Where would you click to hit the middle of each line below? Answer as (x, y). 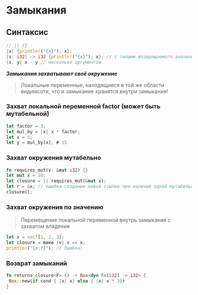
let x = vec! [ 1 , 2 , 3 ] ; (35, 237)
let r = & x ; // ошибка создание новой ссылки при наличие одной (87, 187)
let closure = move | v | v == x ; (46, 243)
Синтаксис (27, 32)
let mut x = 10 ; (26, 176)
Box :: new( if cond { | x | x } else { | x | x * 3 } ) (67, 281)
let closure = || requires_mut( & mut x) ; (57, 181)
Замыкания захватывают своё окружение (62, 73)
